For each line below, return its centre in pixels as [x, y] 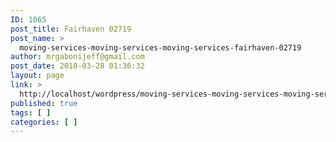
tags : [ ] [31, 112]
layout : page [37, 76]
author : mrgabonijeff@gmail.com [77, 57]
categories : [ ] [44, 122]
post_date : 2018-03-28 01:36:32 [77, 66]
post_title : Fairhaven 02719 [71, 29]
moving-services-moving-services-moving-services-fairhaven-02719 [160, 47]
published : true [44, 103]
